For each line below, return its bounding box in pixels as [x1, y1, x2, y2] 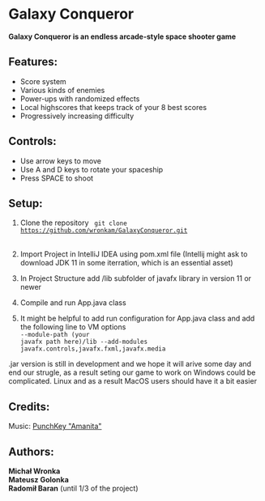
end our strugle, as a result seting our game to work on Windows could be [8, 367, 256, 377]
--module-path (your [19, 331, 90, 339]
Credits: [8, 400, 50, 414]
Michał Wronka [8, 466, 61, 476]
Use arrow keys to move [19, 155, 101, 166]
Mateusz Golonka [8, 475, 69, 484]
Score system [19, 76, 66, 86]
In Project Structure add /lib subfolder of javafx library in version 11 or [19, 274, 252, 283]
